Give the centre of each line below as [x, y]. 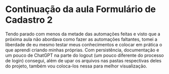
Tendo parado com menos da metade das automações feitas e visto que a [83, 34]
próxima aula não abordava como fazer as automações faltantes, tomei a [81, 39]
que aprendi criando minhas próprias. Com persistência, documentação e [82, 50]
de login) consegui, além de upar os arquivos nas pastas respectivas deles [83, 60]
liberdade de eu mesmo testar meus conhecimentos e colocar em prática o [84, 44]
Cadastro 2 [29, 20]
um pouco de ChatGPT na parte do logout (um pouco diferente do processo [84, 55]
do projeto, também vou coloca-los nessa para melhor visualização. [76, 66]
